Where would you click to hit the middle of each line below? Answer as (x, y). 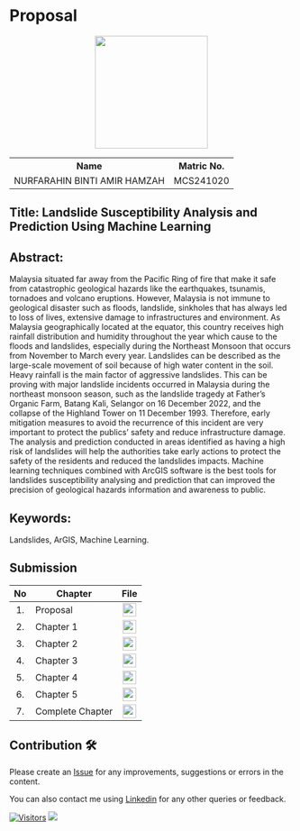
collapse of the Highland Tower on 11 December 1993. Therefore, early (140, 413)
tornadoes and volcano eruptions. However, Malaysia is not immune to (140, 298)
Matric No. (202, 166)
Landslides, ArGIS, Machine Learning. (79, 539)
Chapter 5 (57, 694)
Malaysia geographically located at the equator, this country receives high (146, 327)
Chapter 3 (57, 661)
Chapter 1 (57, 626)
